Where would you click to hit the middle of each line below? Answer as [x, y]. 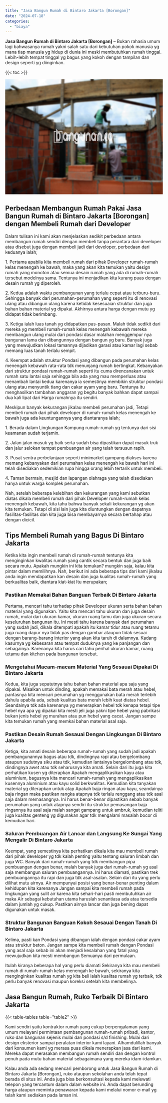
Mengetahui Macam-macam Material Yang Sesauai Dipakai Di [82, 667]
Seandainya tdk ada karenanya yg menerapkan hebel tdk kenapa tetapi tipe [83, 705]
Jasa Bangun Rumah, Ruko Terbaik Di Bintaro [77, 997]
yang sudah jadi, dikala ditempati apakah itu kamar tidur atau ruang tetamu [82, 627]
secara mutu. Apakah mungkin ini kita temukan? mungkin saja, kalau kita [80, 566]
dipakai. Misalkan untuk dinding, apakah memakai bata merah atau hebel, [81, 689]
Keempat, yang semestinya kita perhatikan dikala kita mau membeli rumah [82, 851]
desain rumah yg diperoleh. [33, 283]
